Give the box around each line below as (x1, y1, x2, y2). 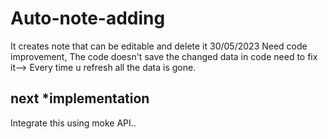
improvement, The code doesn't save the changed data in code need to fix (10, 50, 318, 62)
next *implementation (10, 90, 150, 107)
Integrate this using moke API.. (10, 117, 137, 129)
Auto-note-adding (10, 7, 166, 30)
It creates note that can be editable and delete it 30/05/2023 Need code (10, 40, 308, 52)
